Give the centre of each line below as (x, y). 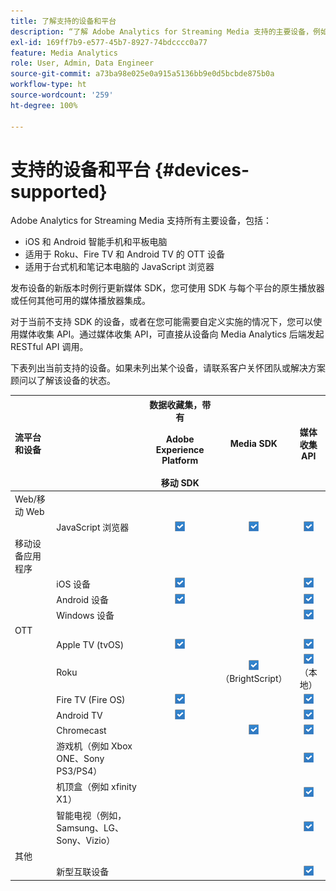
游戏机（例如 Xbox (94, 746)
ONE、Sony (80, 759)
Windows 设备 (85, 616)
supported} (59, 191)
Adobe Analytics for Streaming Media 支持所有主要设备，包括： (141, 221)
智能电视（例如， (91, 815)
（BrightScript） (254, 679)
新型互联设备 (83, 872)
